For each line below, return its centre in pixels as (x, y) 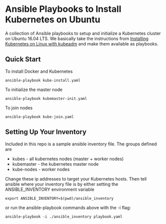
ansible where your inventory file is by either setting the (62, 184)
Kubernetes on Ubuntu (53, 20)
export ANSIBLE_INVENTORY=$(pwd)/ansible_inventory (59, 198)
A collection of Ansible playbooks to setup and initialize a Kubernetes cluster (83, 33)
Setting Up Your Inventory (46, 132)
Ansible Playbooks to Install (63, 9)
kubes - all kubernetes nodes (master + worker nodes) (68, 159)
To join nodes (19, 108)
